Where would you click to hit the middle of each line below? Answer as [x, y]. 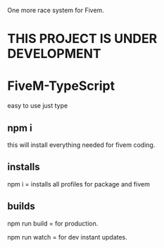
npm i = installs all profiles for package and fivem [78, 184]
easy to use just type [38, 106]
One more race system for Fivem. [56, 10]
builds [21, 207]
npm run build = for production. [53, 223]
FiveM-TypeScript [61, 86]
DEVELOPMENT [55, 54]
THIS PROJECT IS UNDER [82, 39]
